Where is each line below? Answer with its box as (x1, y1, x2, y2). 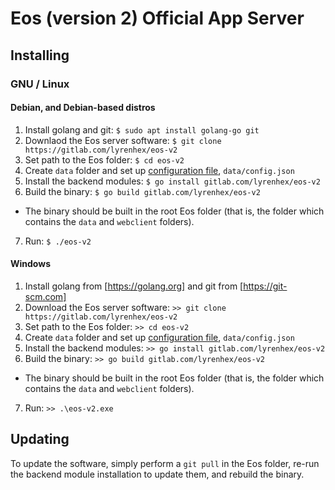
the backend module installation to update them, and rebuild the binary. (10, 468, 305, 480)
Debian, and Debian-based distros (10, 102, 156, 114)
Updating (10, 431, 70, 448)
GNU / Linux (10, 77, 70, 91)
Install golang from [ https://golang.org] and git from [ (24, 280, 244, 292)
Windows (10, 258, 51, 270)
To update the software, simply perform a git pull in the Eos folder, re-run (10, 457, 320, 469)
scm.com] (24, 290, 67, 302)
